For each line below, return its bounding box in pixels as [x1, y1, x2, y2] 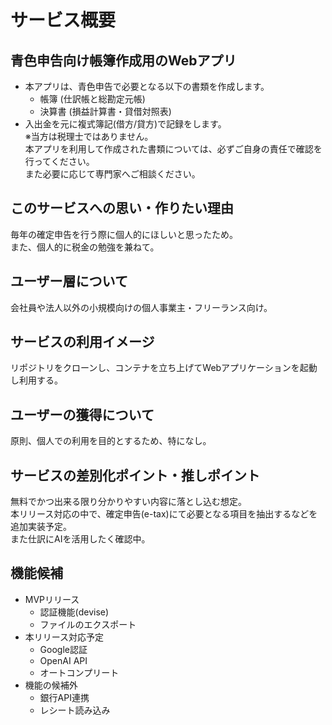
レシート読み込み [39, 704, 111, 716]
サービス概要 [10, 9, 117, 32]
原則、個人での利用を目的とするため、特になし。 [10, 435, 212, 447]
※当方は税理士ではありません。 [24, 131, 154, 142]
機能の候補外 [24, 679, 78, 691]
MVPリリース [24, 593, 80, 605]
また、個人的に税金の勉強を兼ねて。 [10, 241, 160, 253]
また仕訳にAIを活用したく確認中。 [10, 533, 151, 545]
